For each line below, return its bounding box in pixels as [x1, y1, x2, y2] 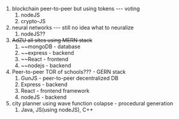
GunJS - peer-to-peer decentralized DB [20, 74, 119, 82]
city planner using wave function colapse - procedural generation [11, 100, 174, 107]
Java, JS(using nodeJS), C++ [20, 107, 94, 113]
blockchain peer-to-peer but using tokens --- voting [11, 5, 140, 12]
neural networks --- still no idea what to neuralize [11, 24, 134, 31]
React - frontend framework [20, 87, 89, 94]
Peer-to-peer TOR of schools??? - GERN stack [11, 68, 126, 75]
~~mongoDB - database [20, 43, 81, 50]
